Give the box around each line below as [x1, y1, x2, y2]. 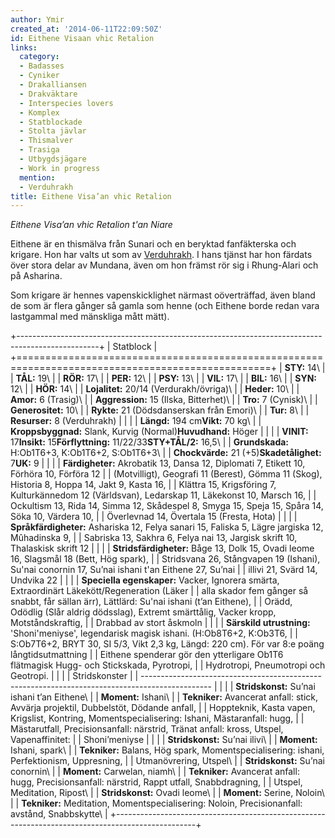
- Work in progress [19, 163, 101, 173]
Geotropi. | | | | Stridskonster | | [10, 670, 139, 682]
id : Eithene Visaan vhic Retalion [10, 33, 155, 43]
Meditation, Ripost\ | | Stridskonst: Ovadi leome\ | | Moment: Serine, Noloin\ [10, 787, 325, 799]
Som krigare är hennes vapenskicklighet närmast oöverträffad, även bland [10, 289, 316, 301]
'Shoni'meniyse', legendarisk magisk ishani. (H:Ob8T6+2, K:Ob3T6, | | [10, 627, 298, 640]
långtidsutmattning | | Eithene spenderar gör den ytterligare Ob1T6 [10, 649, 284, 661]
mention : [19, 172, 56, 183]
